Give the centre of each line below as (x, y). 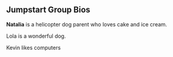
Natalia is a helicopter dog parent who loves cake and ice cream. (87, 24)
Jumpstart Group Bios (48, 10)
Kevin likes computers (34, 47)
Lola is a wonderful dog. (36, 36)
